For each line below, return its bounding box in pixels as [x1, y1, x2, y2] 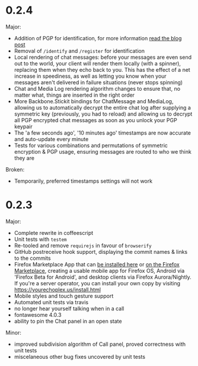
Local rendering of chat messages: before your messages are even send [14, 53, 192, 61]
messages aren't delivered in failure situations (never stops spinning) [14, 78, 183, 86]
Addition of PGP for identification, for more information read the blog [14, 34, 182, 42]
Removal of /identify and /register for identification [14, 47, 145, 54]
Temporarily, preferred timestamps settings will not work [14, 177, 152, 184]
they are [14, 154, 35, 161]
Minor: [5, 329, 22, 336]
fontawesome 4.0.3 [14, 311, 62, 318]
